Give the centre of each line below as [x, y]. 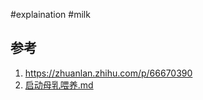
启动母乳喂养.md [59, 85]
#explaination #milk [50, 14]
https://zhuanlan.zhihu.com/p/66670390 [108, 73]
